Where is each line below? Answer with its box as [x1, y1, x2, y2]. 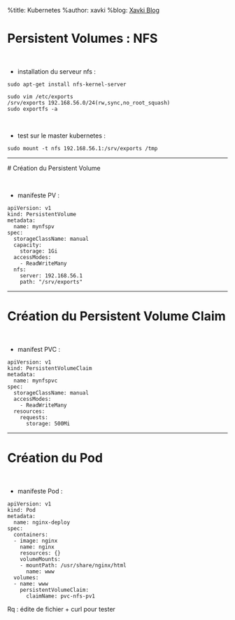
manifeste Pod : [17, 487, 63, 495]
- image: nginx [13, 537, 58, 544]
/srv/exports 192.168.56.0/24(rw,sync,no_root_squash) [7, 99, 171, 106]
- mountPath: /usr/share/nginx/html [20, 562, 127, 569]
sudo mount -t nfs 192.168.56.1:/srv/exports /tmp [7, 145, 158, 152]
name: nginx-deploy [13, 519, 71, 526]
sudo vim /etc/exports [7, 93, 73, 100]
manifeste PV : [17, 191, 60, 199]
